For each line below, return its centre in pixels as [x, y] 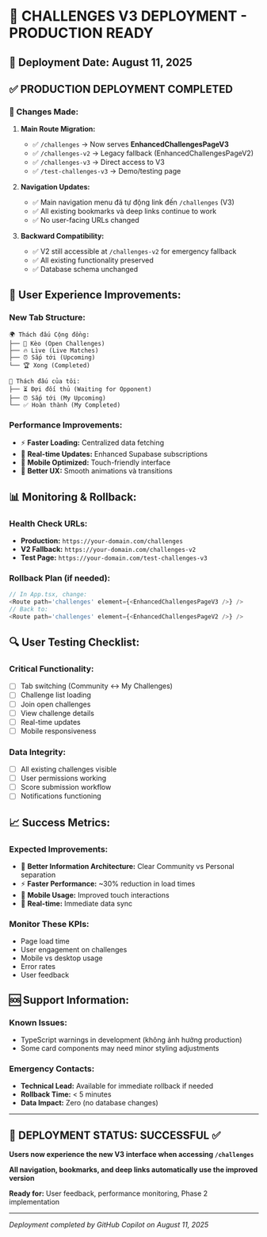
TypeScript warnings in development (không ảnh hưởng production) [131, 1040]
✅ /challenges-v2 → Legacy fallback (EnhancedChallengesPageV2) [143, 153]
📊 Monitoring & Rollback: [73, 497]
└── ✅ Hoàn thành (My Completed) [65, 405]
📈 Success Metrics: [59, 823]
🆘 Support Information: [69, 1000]
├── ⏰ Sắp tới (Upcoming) [52, 357]
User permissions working [63, 778]
